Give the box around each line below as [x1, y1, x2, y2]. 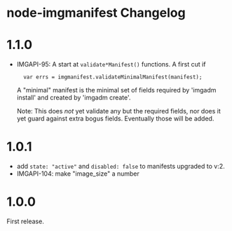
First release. [6, 217, 45, 225]
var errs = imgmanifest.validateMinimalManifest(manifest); [23, 73, 203, 81]
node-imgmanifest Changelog [6, 5, 186, 21]
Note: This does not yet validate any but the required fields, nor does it [16, 107, 221, 115]
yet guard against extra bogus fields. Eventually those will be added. [16, 114, 214, 123]
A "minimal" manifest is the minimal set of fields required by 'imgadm [16, 86, 217, 94]
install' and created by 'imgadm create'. [16, 93, 131, 102]
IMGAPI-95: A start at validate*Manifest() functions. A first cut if [16, 60, 206, 69]
